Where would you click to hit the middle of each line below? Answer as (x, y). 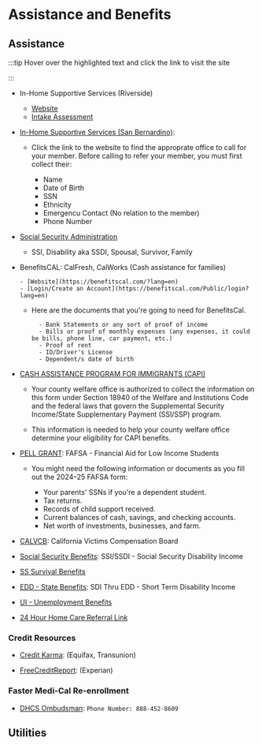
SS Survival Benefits (52, 571)
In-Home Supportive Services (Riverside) (86, 93)
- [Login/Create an (52, 289)
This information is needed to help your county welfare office (130, 429)
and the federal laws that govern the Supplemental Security (128, 406)
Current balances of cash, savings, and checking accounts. (139, 517)
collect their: (52, 164)
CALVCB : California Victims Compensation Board (99, 541)
